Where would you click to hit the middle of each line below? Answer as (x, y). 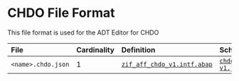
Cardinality (95, 49)
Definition (138, 49)
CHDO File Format (61, 13)
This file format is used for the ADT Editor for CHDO (83, 32)
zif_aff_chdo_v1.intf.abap (167, 64)
